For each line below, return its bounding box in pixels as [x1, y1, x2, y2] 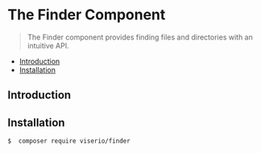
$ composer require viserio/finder [7, 137, 130, 146]
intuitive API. [27, 40, 69, 50]
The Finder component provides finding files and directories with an [27, 32, 253, 42]
